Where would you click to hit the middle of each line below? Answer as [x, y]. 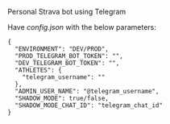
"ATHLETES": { [38, 70]
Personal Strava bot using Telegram [67, 12]
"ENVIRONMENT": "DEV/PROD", [62, 49]
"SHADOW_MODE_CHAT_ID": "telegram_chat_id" [89, 105]
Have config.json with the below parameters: [82, 27]
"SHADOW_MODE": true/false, [62, 98]
